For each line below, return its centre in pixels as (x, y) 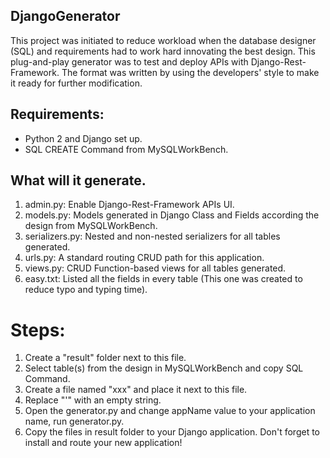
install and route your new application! (103, 443)
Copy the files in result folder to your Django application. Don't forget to (172, 432)
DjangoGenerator (65, 16)
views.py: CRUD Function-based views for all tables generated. (155, 268)
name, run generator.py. (74, 421)
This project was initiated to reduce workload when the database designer (163, 40)
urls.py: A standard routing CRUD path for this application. (144, 258)
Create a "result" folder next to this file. (105, 358)
